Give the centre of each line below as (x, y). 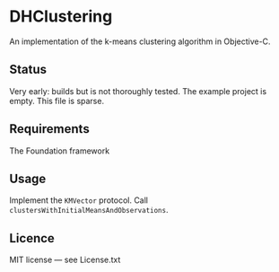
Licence (32, 238)
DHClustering (61, 17)
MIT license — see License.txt (65, 260)
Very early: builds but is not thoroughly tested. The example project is (138, 91)
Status (28, 70)
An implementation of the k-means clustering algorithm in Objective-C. (140, 41)
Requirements (49, 129)
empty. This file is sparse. (57, 101)
